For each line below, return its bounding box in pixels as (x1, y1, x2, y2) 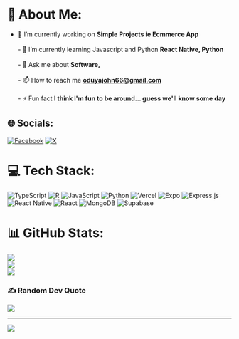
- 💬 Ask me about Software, (17, 60, 101, 68)
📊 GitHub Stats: (7, 224, 105, 241)
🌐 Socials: (7, 118, 54, 130)
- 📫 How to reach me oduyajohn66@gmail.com (17, 75, 162, 84)
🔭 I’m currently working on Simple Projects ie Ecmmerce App (17, 30, 199, 38)
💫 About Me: (7, 6, 83, 23)
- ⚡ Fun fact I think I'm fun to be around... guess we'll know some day (17, 94, 226, 103)
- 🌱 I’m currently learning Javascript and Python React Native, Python (17, 45, 224, 53)
